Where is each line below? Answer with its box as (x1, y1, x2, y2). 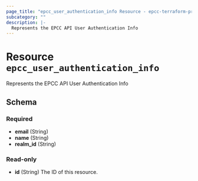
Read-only (6, 155, 37, 163)
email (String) (14, 128, 49, 135)
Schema (6, 97, 37, 107)
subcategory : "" (6, 14, 46, 20)
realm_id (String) (14, 140, 57, 148)
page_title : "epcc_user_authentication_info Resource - (6, 8, 146, 15)
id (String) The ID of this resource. (14, 169, 98, 176)
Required (6, 115, 33, 123)
